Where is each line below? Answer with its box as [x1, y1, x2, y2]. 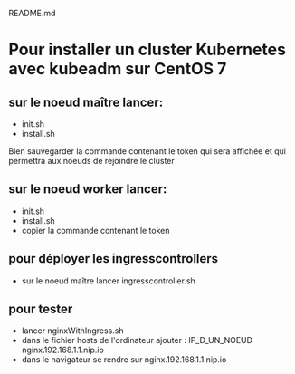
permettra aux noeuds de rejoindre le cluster [8, 156, 176, 166]
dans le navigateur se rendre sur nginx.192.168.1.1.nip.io [21, 354, 227, 365]
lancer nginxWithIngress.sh [21, 325, 124, 336]
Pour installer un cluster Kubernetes [8, 40, 287, 60]
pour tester [8, 302, 73, 317]
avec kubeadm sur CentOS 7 [8, 59, 227, 80]
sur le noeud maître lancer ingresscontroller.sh [21, 275, 195, 286]
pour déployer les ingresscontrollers [8, 251, 219, 266]
